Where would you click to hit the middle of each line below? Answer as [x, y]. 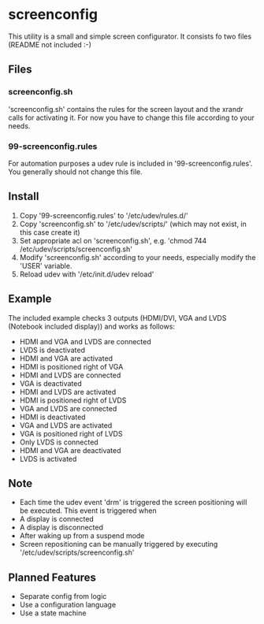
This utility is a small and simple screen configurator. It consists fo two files [130, 36]
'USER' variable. [46, 266]
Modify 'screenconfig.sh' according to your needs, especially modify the [138, 257]
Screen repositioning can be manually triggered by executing [119, 544]
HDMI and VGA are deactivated [70, 450]
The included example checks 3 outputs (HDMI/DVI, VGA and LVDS [117, 318]
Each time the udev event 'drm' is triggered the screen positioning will [133, 503]
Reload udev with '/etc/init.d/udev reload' [87, 274]
